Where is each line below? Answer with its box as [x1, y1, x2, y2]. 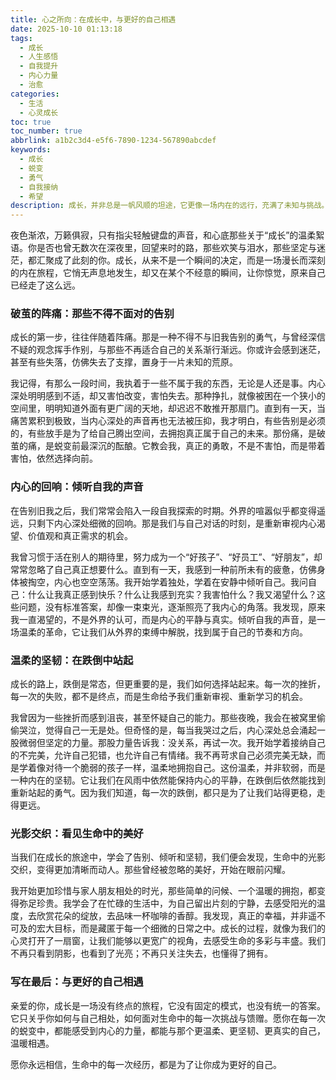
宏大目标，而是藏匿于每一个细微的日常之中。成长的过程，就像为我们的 [36, 922, 326, 935]
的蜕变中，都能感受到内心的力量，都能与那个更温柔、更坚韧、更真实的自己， [10, 1024, 326, 1036]
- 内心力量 [19, 71, 59, 81]
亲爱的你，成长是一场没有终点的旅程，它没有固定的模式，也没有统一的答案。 [10, 999, 326, 1011]
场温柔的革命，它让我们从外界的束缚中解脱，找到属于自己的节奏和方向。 [10, 626, 308, 638]
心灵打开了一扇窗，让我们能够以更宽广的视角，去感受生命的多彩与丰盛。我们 [10, 935, 326, 947]
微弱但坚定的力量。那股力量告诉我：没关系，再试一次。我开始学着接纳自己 [18, 737, 326, 749]
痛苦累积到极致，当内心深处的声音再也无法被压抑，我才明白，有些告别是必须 [10, 415, 326, 427]
